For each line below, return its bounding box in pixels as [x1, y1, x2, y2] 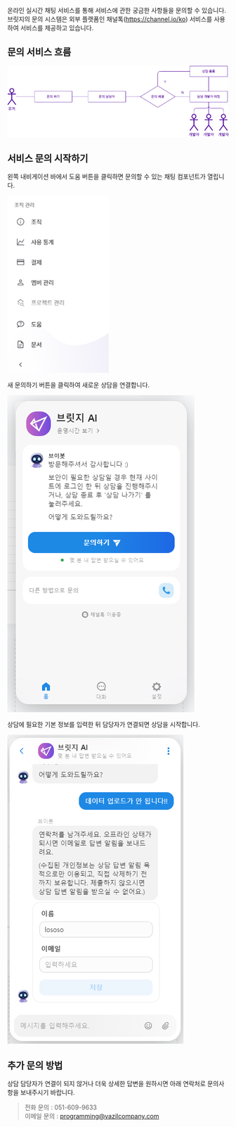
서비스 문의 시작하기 [7, 152, 88, 164]
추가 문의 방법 [7, 1059, 63, 1071]
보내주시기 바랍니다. [20, 1088, 75, 1097]
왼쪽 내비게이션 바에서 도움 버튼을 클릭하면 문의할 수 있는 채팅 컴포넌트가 [7, 172, 206, 181]
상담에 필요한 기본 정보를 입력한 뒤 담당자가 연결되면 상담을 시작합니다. [7, 720, 200, 729]
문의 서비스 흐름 [7, 46, 72, 58]
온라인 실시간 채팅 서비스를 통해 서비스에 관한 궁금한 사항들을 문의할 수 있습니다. [7, 6, 227, 14]
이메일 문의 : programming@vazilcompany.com [24, 1112, 159, 1121]
